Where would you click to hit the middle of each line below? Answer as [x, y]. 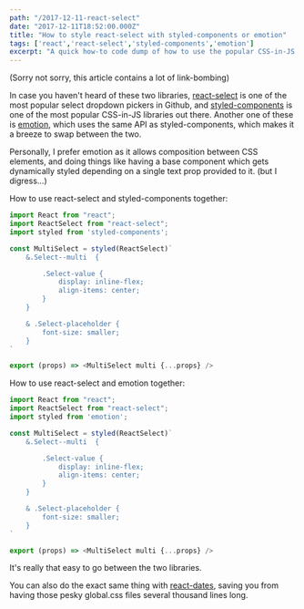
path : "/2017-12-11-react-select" [75, 18]
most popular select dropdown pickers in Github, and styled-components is [151, 105]
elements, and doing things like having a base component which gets [139, 161]
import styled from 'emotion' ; [69, 417]
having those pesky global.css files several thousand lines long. [129, 595]
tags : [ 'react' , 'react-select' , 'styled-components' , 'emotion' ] [132, 43]
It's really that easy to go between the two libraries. [106, 568]
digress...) [28, 181]
